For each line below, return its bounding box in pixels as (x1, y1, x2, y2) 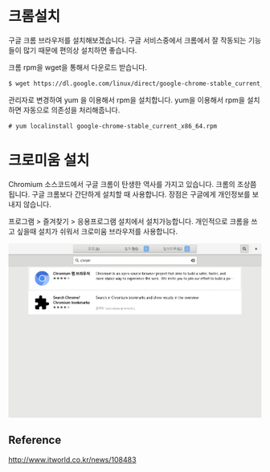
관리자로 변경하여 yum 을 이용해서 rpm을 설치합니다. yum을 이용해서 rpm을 (8, 95, 245, 104)
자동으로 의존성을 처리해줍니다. (22, 105, 121, 115)
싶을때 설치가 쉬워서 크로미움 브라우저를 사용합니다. (16, 226, 178, 236)
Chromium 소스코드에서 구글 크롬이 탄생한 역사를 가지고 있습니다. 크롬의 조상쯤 (8, 179, 257, 189)
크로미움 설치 (8, 152, 90, 169)
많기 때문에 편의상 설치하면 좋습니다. (22, 45, 137, 55)
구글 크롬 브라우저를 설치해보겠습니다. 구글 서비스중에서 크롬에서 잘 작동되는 (8, 35, 247, 45)
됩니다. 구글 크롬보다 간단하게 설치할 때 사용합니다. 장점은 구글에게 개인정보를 (8, 189, 251, 199)
